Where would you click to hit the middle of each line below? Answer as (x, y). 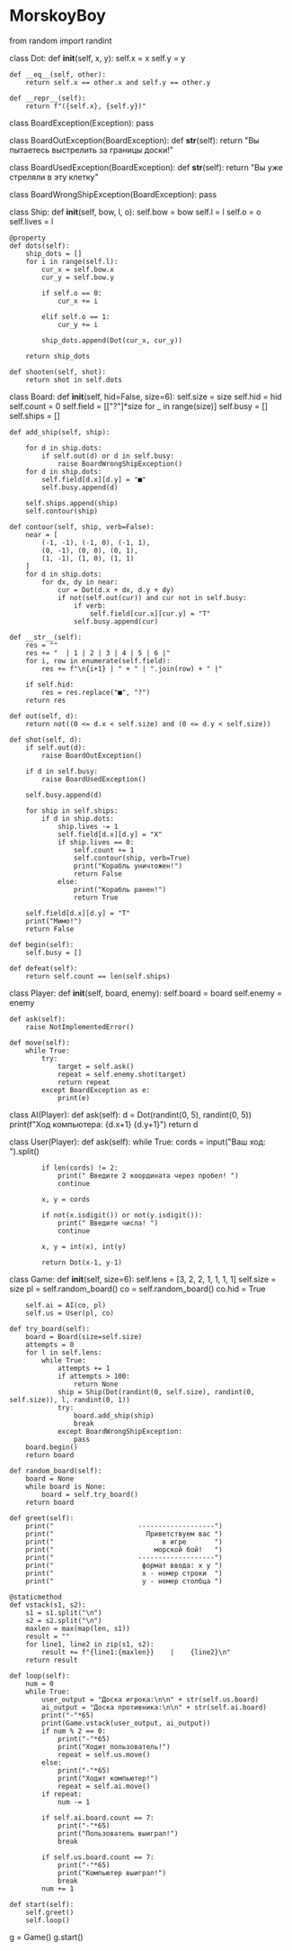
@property (28, 238)
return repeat (84, 1082)
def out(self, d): (44, 716)
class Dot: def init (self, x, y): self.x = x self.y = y (97, 58)
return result (52, 1660)
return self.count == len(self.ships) (98, 976)
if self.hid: (50, 684)
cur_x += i (78, 301)
